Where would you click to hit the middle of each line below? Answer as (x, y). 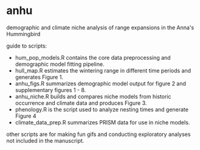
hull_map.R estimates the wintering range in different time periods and (103, 70)
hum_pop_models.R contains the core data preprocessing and (93, 57)
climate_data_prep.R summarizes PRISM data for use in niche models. (102, 122)
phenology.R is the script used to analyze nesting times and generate (102, 109)
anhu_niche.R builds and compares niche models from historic (93, 96)
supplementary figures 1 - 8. (50, 90)
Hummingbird (23, 34)
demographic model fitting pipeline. (60, 64)
